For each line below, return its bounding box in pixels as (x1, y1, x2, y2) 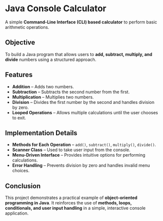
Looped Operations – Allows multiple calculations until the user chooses (12, 109, 158, 115)
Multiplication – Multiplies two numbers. (12, 94, 94, 100)
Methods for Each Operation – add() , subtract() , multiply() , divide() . (12, 142, 156, 148)
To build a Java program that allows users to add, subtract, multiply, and (5, 51, 153, 57)
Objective (5, 39, 36, 47)
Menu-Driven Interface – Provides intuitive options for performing (12, 152, 145, 158)
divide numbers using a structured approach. (5, 57, 97, 62)
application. (5, 210, 29, 216)
